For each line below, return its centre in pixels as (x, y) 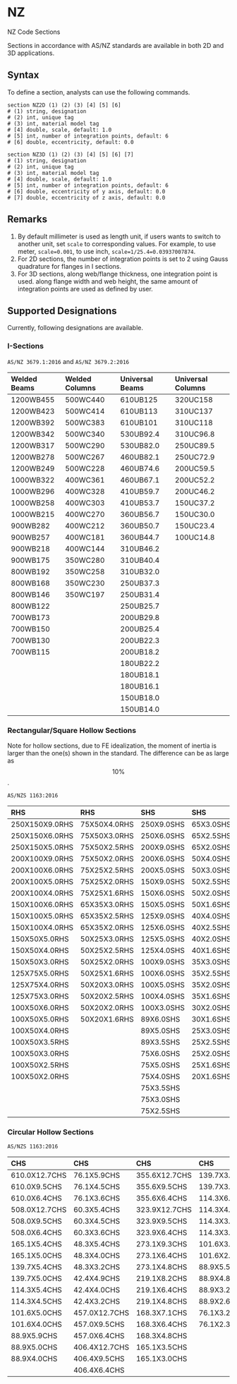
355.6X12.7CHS (164, 1175)
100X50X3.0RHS (40, 1053)
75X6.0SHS (160, 1053)
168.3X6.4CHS (162, 1325)
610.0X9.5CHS (36, 1187)
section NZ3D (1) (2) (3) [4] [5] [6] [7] (71, 154)
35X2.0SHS (211, 985)
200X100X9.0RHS (42, 858)
